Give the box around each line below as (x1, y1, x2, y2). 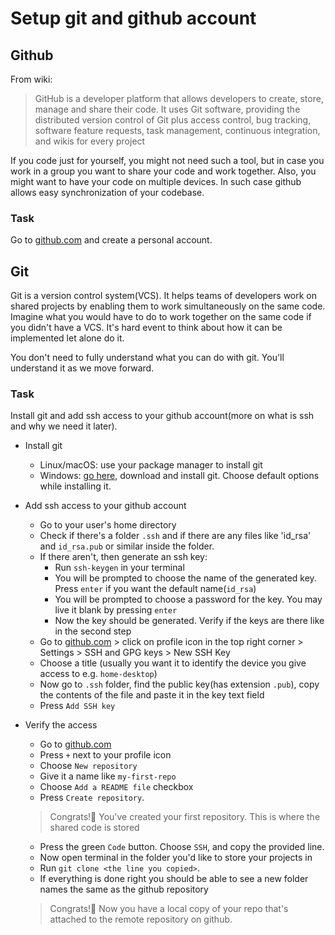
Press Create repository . (39, 792, 145, 804)
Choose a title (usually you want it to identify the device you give (39, 657, 307, 669)
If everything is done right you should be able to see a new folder (39, 873, 309, 885)
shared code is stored (49, 822, 140, 834)
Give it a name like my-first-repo (39, 770, 177, 782)
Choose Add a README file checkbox (39, 781, 194, 793)
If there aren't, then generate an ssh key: (39, 551, 208, 563)
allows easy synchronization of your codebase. (10, 187, 205, 198)
